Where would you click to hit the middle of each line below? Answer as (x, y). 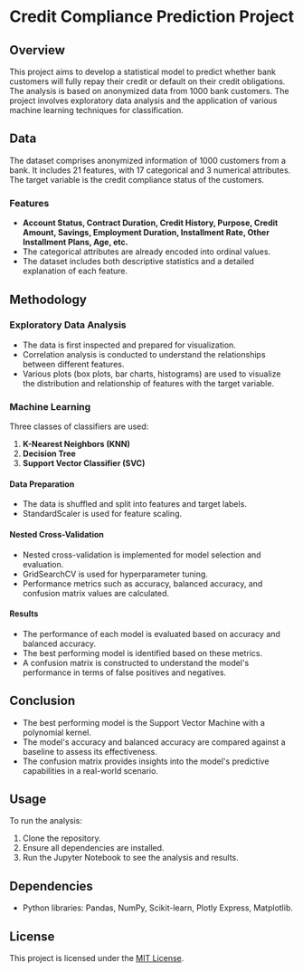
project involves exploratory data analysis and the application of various (143, 100)
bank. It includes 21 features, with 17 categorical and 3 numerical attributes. (150, 170)
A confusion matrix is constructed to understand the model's (136, 662)
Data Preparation (42, 484)
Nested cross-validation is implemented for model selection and (142, 555)
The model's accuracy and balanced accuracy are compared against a (154, 742)
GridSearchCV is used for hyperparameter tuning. (115, 574)
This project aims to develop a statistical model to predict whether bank (142, 71)
